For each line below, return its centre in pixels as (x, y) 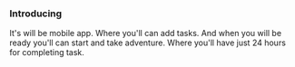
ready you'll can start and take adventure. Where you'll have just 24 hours (147, 43)
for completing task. (47, 53)
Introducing (36, 14)
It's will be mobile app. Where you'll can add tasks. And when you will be (146, 33)
